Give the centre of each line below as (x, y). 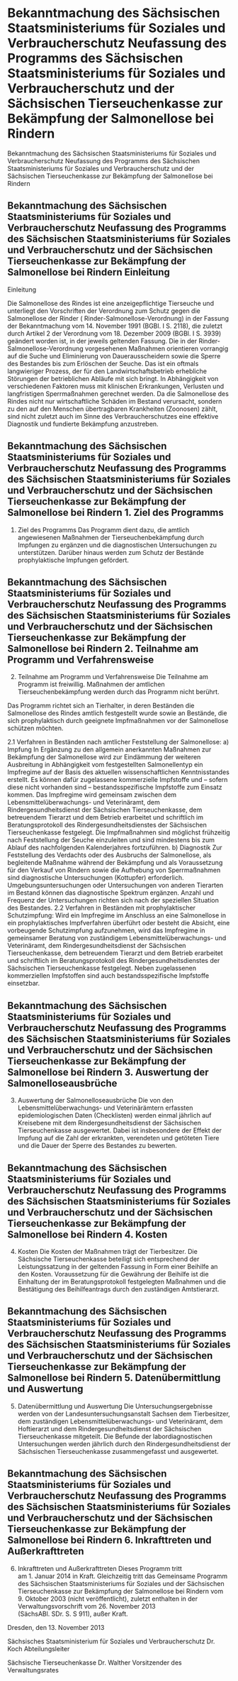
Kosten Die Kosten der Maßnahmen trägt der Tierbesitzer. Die (108, 1251)
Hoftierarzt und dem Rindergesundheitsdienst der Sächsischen (109, 1428)
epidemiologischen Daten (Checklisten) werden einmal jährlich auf (114, 1115)
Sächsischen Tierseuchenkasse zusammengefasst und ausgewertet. (118, 1451)
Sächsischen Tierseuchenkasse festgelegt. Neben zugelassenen (102, 968)
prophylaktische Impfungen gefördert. (73, 560)
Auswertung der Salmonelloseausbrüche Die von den (95, 1101)
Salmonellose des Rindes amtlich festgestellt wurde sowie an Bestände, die (117, 713)
